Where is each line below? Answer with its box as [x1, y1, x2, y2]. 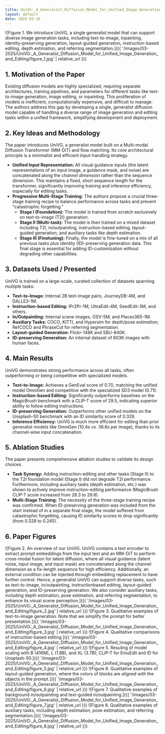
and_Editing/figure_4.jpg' [5, 645, 55, 651]
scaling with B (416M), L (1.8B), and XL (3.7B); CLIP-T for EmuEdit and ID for [5, 650, 159, 656]
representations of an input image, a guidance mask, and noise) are [12, 167, 149, 173]
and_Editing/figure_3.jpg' [5, 629, 55, 635]
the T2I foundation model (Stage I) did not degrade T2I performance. [12, 476, 152, 482]
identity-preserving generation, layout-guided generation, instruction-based [5, 40, 159, 46]
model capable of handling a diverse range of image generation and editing [5, 109, 158, 116]
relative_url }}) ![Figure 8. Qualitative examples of [58, 702, 158, 708]
